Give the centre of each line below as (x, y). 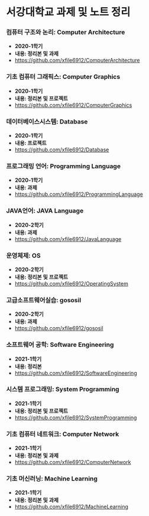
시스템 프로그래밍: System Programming (63, 390)
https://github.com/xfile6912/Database (62, 150)
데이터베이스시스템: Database (47, 121)
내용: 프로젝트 (31, 143)
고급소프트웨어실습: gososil (44, 300)
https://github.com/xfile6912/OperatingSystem (71, 283)
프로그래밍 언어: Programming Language (64, 166)
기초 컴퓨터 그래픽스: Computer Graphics (63, 77)
